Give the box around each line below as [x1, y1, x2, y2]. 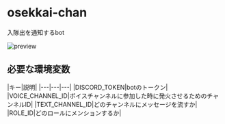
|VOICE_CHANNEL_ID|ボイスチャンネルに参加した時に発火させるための [7, 91, 207, 100]
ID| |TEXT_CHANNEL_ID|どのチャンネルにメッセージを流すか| [25, 100, 198, 108]
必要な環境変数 [7, 64, 70, 75]
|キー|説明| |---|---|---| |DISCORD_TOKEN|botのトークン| [7, 83, 168, 91]
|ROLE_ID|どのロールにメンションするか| [7, 108, 122, 117]
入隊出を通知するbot [7, 28, 65, 36]
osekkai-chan [7, 5, 88, 21]
